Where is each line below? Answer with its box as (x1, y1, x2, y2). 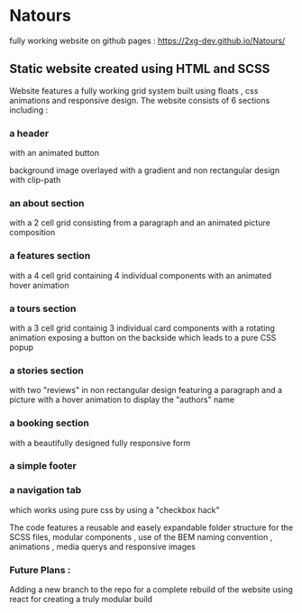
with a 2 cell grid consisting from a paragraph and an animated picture (9, 217, 270, 228)
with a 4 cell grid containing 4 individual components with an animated (9, 270, 272, 280)
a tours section (9, 302, 77, 315)
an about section (9, 197, 85, 209)
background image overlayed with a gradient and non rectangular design (9, 165, 280, 176)
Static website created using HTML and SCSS (9, 61, 270, 77)
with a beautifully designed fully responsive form (9, 437, 191, 448)
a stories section (9, 364, 84, 377)
